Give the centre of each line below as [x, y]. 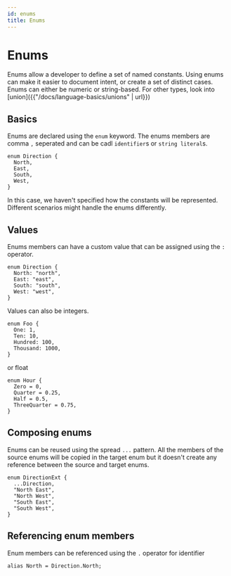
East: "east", [34, 280]
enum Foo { [23, 324]
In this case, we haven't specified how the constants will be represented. [113, 200]
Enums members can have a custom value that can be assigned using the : [117, 247]
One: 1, [25, 330]
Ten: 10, [26, 336]
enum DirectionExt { [38, 478]
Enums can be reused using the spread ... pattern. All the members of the [115, 449]
